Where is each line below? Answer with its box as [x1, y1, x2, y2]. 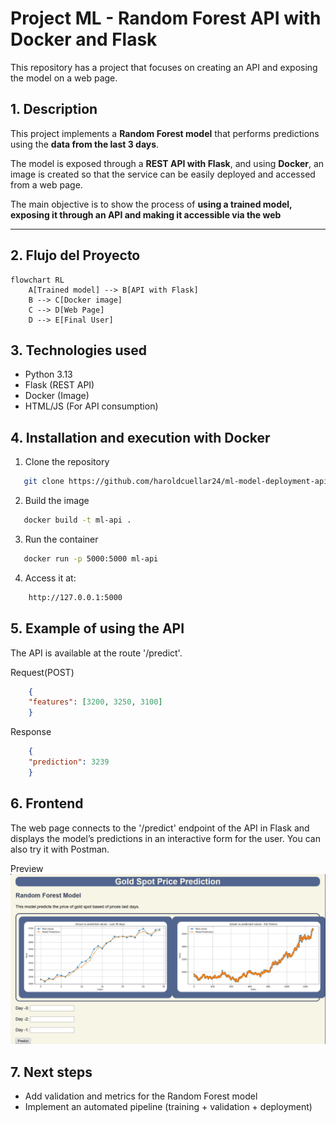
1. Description [10, 101, 98, 118]
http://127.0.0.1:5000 [28, 592, 123, 602]
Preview [10, 862, 44, 874]
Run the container [24, 533, 99, 545]
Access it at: [24, 572, 77, 584]
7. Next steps [10, 1063, 93, 1081]
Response [10, 726, 52, 738]
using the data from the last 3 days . [10, 138, 160, 150]
